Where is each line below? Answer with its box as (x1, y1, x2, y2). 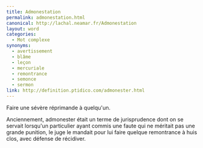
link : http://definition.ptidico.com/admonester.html (6, 88, 145, 94)
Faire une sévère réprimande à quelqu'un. (6, 104, 111, 111)
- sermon (12, 82, 34, 88)
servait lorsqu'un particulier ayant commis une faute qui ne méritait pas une (6, 122, 195, 129)
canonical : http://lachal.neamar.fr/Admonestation (6, 20, 137, 26)
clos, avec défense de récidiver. (6, 135, 86, 142)
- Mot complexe (12, 37, 50, 43)
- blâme (12, 54, 32, 60)
